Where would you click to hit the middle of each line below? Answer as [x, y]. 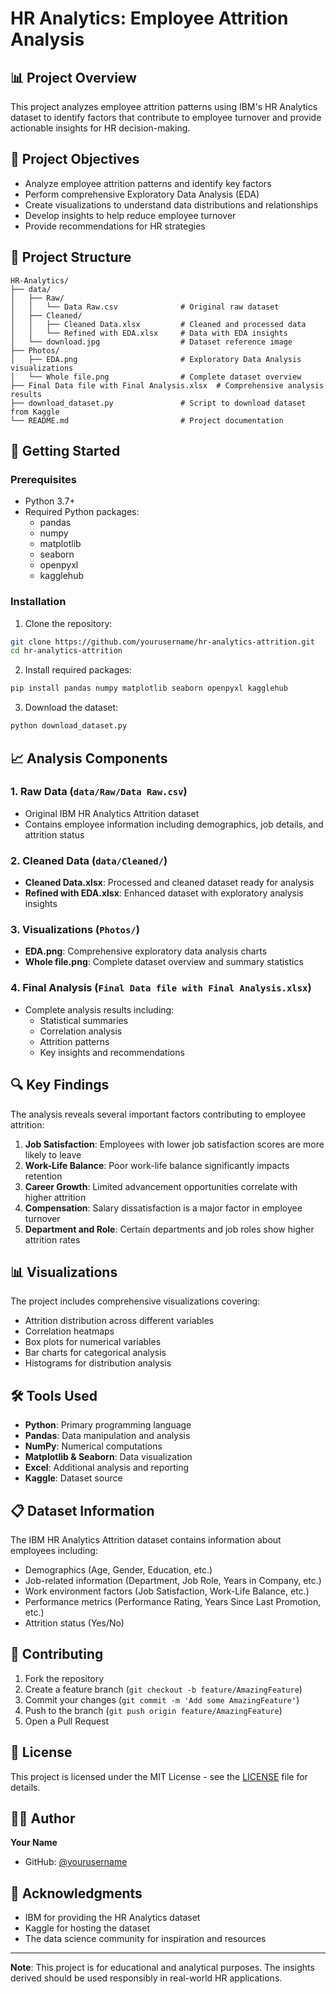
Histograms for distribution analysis [98, 1363]
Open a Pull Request [67, 1721]
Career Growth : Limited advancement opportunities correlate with [161, 1186]
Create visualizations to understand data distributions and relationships [171, 204]
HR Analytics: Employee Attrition [149, 18]
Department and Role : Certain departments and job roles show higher [169, 1229]
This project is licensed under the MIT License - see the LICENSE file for [159, 1776]
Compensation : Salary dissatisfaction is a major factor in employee [163, 1208]
